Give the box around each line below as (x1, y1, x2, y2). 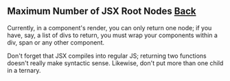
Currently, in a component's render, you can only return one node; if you (7, 23, 212, 32)
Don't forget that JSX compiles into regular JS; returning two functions (7, 51, 207, 60)
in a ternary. (7, 66, 41, 74)
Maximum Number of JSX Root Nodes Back (7, 5, 196, 17)
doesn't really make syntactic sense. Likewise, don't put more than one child (7, 58, 224, 67)
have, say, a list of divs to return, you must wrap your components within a (7, 31, 218, 39)
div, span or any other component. (7, 38, 105, 47)
